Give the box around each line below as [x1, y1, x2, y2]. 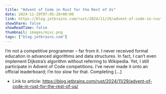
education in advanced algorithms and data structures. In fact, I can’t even [5, 53, 157, 59]
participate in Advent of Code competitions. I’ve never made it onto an [5, 63, 148, 69]
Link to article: [12, 78, 41, 84]
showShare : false [5, 21, 41, 26]
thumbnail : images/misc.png [5, 30, 63, 35]
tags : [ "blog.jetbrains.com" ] [5, 35, 68, 40]
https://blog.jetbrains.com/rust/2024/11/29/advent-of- [42, 78, 152, 84]
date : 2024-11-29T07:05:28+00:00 [5, 12, 74, 17]
